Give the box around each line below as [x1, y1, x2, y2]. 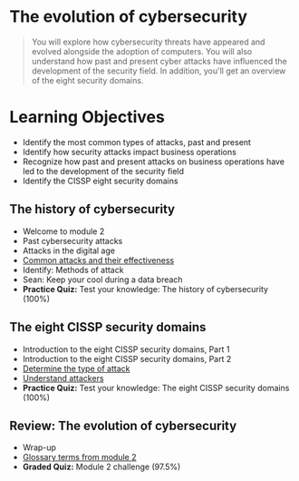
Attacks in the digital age [22, 245, 116, 256]
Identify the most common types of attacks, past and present [22, 136, 252, 147]
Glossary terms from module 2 [22, 452, 138, 463]
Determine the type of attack [22, 363, 130, 374]
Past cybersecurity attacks [22, 235, 123, 246]
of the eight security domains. [31, 74, 144, 85]
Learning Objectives [9, 107, 165, 128]
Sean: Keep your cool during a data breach [22, 274, 183, 285]
